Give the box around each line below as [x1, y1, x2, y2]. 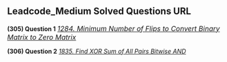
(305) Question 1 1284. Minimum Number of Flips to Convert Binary [7, 23, 220, 33]
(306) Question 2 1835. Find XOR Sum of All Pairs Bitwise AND [7, 47, 186, 55]
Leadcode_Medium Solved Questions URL [7, 6, 192, 17]
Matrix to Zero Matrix [7, 32, 77, 42]
